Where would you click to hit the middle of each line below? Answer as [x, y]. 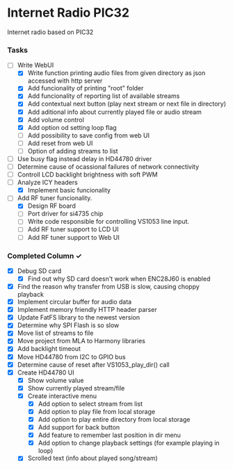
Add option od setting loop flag [72, 127]
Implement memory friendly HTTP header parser [87, 310]
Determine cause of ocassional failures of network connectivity [108, 166]
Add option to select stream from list [90, 404]
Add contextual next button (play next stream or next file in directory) [127, 104]
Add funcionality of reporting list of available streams [104, 96]
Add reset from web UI [60, 143]
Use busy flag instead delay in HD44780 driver [85, 158]
